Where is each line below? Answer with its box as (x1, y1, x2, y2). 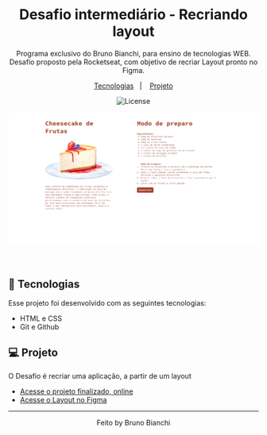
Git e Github (19, 321, 60, 331)
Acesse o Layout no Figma (19, 395, 107, 404)
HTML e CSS (19, 314, 63, 323)
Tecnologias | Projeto (94, 81, 173, 90)
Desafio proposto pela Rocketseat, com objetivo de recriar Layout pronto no (9, 57, 258, 67)
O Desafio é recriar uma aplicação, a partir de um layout (8, 371, 192, 380)
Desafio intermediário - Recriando (18, 6, 249, 24)
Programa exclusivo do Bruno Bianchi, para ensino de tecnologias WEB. (16, 48, 251, 58)
